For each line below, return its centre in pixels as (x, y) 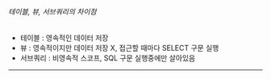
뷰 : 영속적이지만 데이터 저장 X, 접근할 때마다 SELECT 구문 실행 (119, 48)
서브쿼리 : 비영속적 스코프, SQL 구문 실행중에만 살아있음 (108, 58)
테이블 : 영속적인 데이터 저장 (64, 38)
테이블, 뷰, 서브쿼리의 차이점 (52, 11)
